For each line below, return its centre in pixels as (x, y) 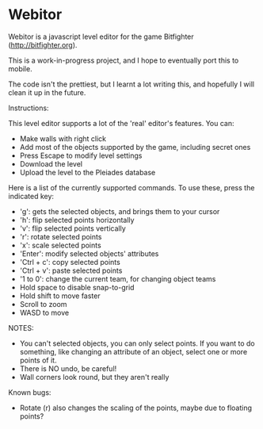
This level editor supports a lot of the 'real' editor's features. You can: (121, 123)
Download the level (51, 163)
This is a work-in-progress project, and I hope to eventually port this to (124, 60)
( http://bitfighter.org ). (43, 44)
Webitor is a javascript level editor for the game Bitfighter (101, 36)
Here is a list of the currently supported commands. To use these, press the (131, 187)
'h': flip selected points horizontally (77, 220)
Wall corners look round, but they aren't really (94, 377)
